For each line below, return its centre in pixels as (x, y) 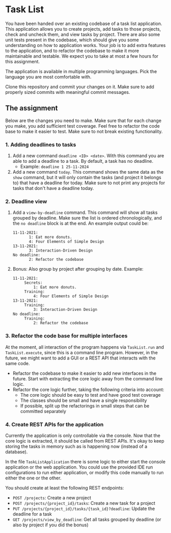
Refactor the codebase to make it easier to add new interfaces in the (84, 373)
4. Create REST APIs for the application (54, 424)
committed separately (43, 411)
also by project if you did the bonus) (51, 525)
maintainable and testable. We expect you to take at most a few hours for (82, 56)
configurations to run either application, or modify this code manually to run (84, 472)
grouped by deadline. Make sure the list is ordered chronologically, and (87, 218)
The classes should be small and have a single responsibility (83, 400)
